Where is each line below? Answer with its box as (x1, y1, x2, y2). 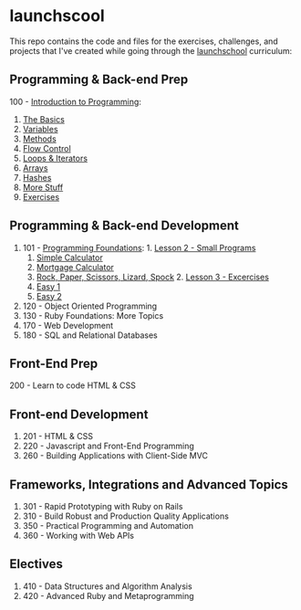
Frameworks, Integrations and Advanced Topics (9, 477, 289, 492)
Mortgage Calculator (36, 261, 114, 272)
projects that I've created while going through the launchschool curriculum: (9, 45, 293, 56)
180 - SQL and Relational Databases (22, 330, 158, 341)
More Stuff (22, 182, 64, 193)
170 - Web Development (22, 320, 114, 331)
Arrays (22, 162, 48, 174)
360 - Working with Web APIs (22, 531, 135, 541)
